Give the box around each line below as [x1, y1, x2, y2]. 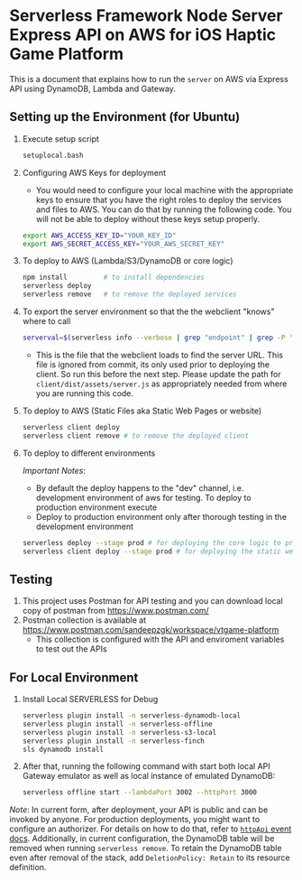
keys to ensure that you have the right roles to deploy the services [35, 194, 282, 205]
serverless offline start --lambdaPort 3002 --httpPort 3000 [22, 788, 258, 797]
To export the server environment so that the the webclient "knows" [22, 306, 275, 317]
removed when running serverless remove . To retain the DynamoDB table [9, 843, 282, 854]
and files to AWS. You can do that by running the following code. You [35, 204, 292, 215]
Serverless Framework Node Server [9, 5, 283, 26]
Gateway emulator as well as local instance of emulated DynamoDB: [22, 771, 276, 782]
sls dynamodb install [22, 745, 104, 754]
